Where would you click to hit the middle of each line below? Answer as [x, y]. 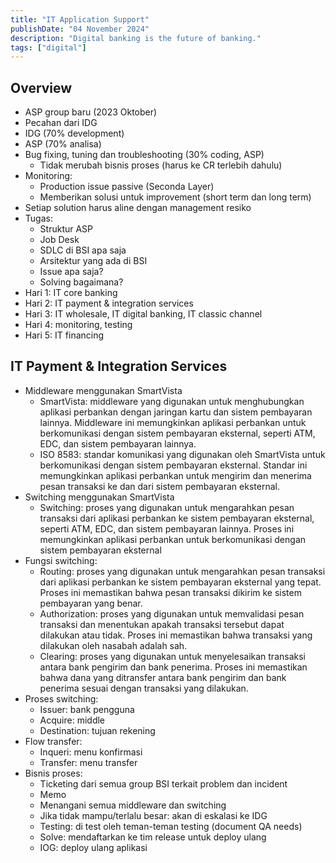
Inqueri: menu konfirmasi [91, 752]
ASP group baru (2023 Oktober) [91, 112]
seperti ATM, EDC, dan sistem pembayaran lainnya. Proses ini [167, 528]
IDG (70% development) [74, 133]
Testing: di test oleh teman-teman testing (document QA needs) [171, 826]
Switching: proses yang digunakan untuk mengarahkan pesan [167, 507]
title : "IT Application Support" [80, 19]
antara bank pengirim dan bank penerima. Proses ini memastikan [173, 667]
